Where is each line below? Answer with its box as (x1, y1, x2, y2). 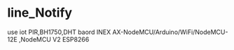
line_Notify (7, 5, 72, 21)
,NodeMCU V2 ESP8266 (18, 35, 90, 43)
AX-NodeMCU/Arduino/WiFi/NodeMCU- (111, 28, 228, 36)
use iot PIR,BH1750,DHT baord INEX (7, 28, 111, 36)
